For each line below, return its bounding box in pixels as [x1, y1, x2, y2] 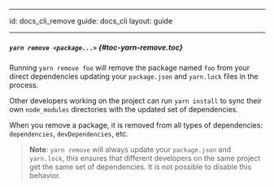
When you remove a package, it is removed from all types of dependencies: [9, 120, 263, 130]
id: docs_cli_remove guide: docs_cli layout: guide [9, 16, 173, 25]
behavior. [28, 170, 61, 180]
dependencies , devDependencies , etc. [9, 128, 128, 138]
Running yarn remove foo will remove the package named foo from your [9, 63, 250, 72]
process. [9, 80, 39, 89]
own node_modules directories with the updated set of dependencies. [9, 104, 239, 114]
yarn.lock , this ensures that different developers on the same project [28, 153, 261, 163]
